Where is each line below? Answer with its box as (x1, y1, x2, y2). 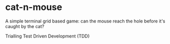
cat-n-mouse (5, 1, 62, 13)
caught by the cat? (5, 23, 45, 29)
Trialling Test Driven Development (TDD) (5, 33, 90, 39)
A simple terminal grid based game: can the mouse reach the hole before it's (5, 18, 165, 24)
